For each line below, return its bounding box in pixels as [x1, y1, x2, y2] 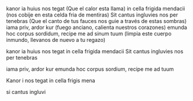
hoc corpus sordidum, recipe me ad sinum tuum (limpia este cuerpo [6, 30, 172, 37]
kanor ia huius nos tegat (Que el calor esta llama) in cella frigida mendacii [6, 5, 185, 12]
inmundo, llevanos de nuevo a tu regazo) [6, 37, 105, 43]
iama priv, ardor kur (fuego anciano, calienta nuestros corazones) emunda [6, 24, 188, 31]
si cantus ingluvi [6, 89, 46, 95]
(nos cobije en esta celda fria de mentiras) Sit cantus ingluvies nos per [6, 11, 178, 18]
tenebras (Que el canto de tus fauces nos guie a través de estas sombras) [6, 18, 187, 24]
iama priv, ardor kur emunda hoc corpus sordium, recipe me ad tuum [6, 66, 174, 73]
